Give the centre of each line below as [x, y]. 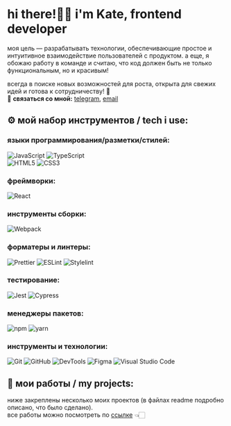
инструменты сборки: [47, 213]
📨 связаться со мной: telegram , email [63, 98]
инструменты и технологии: [58, 347]
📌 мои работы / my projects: [70, 383]
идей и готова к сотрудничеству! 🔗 [59, 91]
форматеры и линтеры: [49, 247]
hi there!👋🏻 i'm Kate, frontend [94, 14]
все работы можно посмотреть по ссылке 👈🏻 [76, 415]
